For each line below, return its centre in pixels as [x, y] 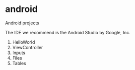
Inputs [19, 53]
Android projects [22, 23]
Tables [19, 63]
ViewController [28, 47]
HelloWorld [24, 42]
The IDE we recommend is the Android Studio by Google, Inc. [68, 32]
